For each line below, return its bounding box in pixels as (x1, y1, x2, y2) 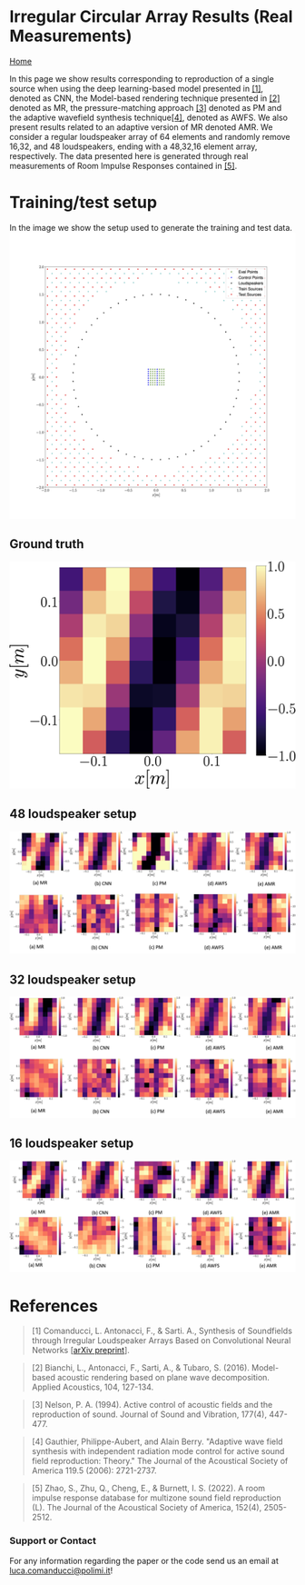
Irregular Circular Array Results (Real (9, 6, 293, 27)
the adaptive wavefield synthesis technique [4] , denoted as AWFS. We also (9, 112, 289, 123)
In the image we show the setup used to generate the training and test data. (9, 222, 293, 233)
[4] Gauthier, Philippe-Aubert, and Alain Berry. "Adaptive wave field (31, 1436, 283, 1447)
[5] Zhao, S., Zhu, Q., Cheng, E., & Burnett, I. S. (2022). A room (31, 1483, 266, 1494)
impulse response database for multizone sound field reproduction (31, 1492, 281, 1503)
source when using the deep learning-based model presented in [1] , (9, 83, 264, 94)
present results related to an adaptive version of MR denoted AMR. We (9, 121, 273, 133)
